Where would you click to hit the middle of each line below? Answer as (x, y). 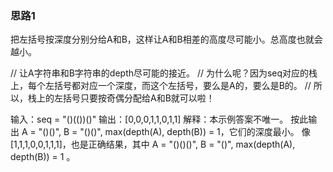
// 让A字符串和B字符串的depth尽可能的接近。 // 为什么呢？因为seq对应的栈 (164, 73)
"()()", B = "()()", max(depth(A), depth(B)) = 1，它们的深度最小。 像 (174, 132)
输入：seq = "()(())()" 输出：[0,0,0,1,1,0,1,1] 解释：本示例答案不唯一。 (149, 119)
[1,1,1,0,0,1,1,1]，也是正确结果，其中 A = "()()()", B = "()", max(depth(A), (153, 144)
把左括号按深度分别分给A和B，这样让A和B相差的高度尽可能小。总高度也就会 (166, 39)
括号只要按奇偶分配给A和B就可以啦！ (138, 98)
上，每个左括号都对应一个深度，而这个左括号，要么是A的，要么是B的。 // (161, 86)
